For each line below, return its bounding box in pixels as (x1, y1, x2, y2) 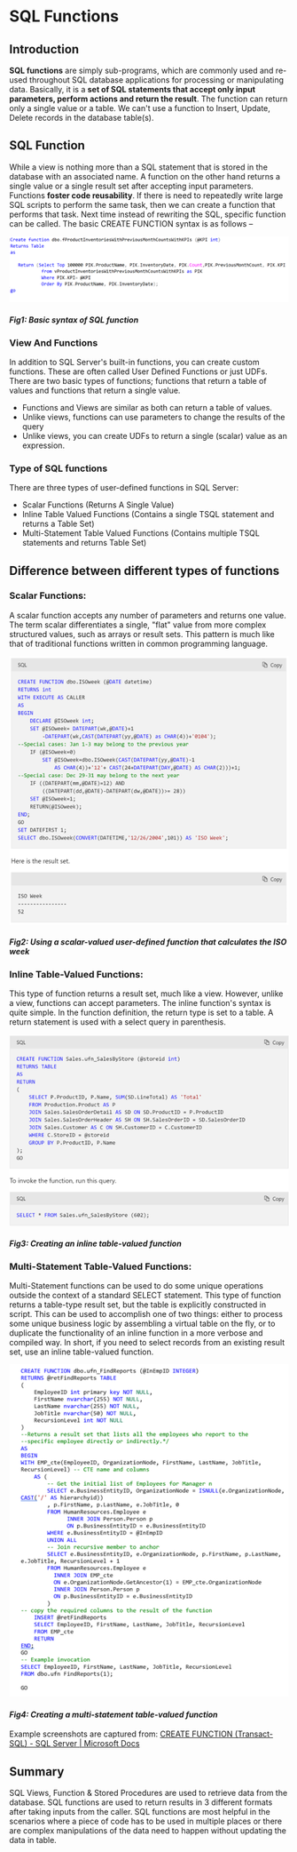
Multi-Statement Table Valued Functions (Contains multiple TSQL (21, 528, 260, 539)
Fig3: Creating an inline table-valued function (9, 1238, 182, 1249)
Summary (9, 1764, 65, 1779)
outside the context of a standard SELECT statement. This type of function (9, 1290, 282, 1301)
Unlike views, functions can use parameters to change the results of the (21, 411, 285, 422)
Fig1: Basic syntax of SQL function (9, 314, 139, 325)
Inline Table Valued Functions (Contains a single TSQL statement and (21, 509, 275, 520)
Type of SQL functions (9, 462, 108, 475)
